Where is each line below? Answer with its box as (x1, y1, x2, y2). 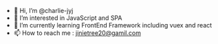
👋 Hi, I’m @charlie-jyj (13, 7, 74, 14)
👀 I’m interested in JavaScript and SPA (13, 14, 122, 22)
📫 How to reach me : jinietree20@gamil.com (13, 29, 141, 37)
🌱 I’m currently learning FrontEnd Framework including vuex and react (13, 21, 212, 29)
